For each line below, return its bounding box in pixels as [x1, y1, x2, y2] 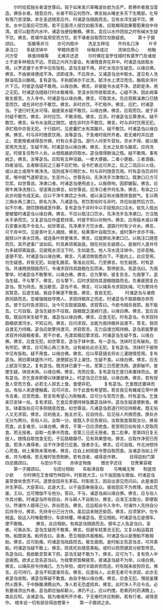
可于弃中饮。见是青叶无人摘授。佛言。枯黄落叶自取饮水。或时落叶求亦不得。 [5, 229, 158, 235]
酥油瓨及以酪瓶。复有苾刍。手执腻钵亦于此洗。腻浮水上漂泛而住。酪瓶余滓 [5, 77, 154, 83]
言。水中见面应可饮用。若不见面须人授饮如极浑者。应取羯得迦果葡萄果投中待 [5, 22, 158, 28]
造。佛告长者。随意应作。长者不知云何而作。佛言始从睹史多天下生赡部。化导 [5, 10, 158, 16]
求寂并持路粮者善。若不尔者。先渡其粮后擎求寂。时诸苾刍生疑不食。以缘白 [5, 332, 154, 338]
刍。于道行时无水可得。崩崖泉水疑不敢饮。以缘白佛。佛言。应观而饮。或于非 [5, 107, 158, 113]
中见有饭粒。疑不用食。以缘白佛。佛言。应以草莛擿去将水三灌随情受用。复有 [5, 350, 158, 356]
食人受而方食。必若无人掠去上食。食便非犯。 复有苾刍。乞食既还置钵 [5, 381, 151, 386]
